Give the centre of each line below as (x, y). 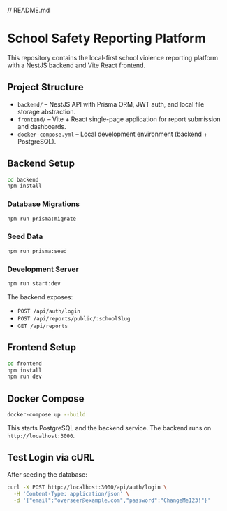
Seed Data (25, 236)
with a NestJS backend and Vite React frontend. (76, 65)
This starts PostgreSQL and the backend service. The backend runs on (109, 428)
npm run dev (24, 377)
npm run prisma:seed (37, 251)
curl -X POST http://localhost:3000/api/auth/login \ (87, 487)
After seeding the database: (47, 474)
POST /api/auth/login (49, 311)
